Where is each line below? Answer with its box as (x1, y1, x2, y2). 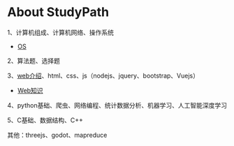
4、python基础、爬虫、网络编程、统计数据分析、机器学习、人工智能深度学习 (7, 101, 227, 109)
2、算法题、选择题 (7, 57, 61, 65)
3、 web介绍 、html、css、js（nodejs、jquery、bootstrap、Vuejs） (7, 71, 199, 80)
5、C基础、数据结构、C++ (7, 116, 84, 124)
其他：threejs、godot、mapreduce (7, 131, 108, 139)
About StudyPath (7, 4, 110, 20)
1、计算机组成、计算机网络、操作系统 (7, 28, 114, 36)
